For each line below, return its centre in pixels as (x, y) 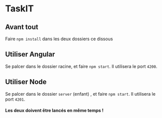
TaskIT (19, 9)
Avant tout (22, 27)
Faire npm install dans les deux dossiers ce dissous (59, 39)
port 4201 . (15, 99)
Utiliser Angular (30, 54)
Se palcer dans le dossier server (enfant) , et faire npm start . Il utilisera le (81, 94)
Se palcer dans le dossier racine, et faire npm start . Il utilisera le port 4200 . (81, 66)
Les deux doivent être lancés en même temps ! (54, 111)
